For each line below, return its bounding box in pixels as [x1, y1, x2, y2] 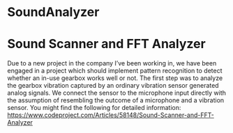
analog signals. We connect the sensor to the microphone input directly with [7, 88, 227, 97]
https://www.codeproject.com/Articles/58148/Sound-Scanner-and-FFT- [7, 111, 214, 119]
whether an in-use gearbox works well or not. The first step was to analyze [7, 74, 223, 82]
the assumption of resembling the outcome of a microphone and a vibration [7, 96, 225, 104]
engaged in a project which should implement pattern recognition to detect [7, 67, 223, 75]
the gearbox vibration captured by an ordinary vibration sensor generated [7, 81, 219, 90]
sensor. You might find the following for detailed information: [7, 104, 181, 112]
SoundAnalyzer [7, 4, 100, 20]
